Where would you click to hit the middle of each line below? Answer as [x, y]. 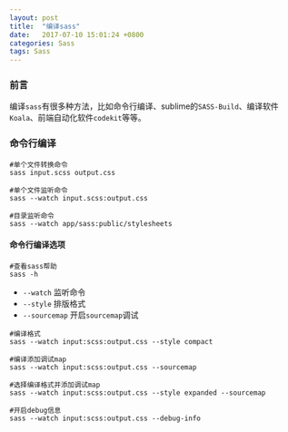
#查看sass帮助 [33, 266]
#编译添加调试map [38, 359]
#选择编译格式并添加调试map [55, 385]
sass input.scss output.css [63, 172]
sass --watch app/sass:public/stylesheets [91, 223]
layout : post [34, 18]
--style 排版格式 [54, 303]
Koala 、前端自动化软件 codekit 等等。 [78, 118]
